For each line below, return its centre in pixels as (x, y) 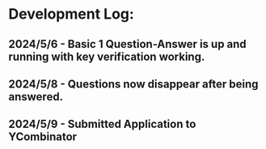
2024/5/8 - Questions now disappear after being (133, 84)
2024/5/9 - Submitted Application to (102, 124)
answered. (36, 97)
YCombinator (43, 137)
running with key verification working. (107, 56)
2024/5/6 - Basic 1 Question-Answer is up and (127, 44)
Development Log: (72, 14)
